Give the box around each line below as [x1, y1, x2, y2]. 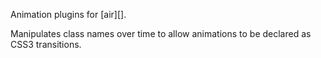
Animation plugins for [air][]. [10, 9, 127, 20]
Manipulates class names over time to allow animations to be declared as [10, 28, 312, 39]
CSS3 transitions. [10, 39, 82, 50]
